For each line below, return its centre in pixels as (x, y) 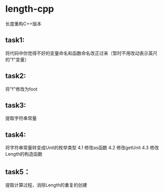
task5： (18, 172)
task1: (15, 40)
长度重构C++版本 (24, 24)
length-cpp (30, 9)
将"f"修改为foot (21, 89)
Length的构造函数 (24, 154)
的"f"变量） (17, 59)
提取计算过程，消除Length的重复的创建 (46, 185)
